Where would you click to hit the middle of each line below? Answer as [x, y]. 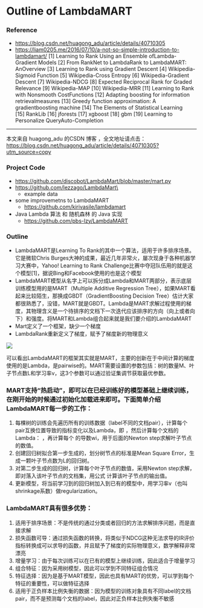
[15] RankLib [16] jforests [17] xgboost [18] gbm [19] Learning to [94, 114]
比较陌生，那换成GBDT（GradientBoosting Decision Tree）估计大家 [110, 296]
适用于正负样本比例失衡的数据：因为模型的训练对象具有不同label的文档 [103, 591]
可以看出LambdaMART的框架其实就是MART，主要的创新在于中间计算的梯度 [100, 358]
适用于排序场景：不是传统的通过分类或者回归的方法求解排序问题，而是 [102, 523]
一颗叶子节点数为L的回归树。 [56, 461]
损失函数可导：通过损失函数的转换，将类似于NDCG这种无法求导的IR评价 [105, 538]
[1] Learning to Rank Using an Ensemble [98, 56]
